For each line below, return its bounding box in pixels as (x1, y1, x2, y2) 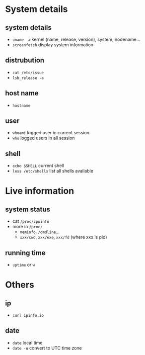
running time (5, 249, 46, 257)
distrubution (5, 56, 45, 65)
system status (5, 205, 51, 213)
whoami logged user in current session (12, 130, 90, 136)
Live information (5, 185, 74, 197)
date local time (12, 340, 43, 346)
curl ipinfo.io (12, 313, 44, 318)
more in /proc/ (12, 224, 43, 230)
